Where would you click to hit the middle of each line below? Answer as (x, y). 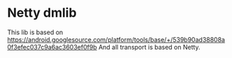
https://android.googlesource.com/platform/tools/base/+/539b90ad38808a (116, 39)
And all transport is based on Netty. (149, 47)
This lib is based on (35, 32)
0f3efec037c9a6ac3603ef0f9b (52, 47)
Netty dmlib (42, 13)
